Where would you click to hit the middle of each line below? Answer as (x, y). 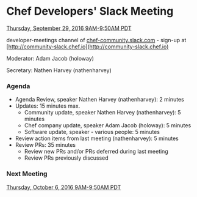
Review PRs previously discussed (66, 158)
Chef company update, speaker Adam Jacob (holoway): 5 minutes (108, 125)
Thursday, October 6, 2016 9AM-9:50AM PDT (64, 187)
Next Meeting (27, 174)
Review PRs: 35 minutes (45, 145)
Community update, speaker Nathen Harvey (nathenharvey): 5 (102, 113)
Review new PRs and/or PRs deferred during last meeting (96, 152)
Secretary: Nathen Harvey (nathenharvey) (59, 70)
